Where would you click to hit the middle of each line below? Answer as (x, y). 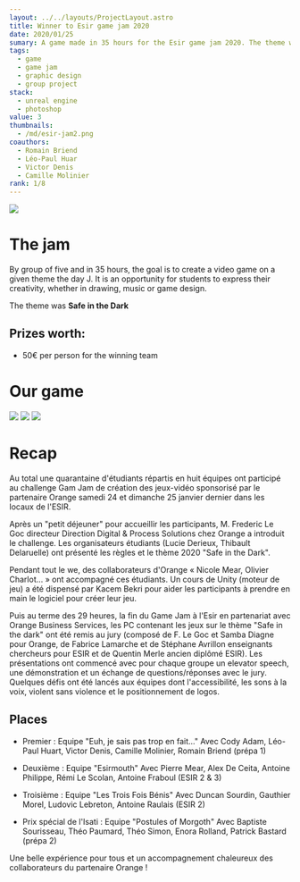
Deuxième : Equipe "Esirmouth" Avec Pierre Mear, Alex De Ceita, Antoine (156, 768)
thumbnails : (31, 126)
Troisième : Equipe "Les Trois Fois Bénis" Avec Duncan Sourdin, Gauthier (156, 794)
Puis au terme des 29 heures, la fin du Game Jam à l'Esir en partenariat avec (150, 615)
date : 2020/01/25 (42, 34)
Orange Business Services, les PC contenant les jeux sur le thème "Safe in (146, 625)
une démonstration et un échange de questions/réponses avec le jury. (138, 672)
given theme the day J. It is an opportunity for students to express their (140, 279)
